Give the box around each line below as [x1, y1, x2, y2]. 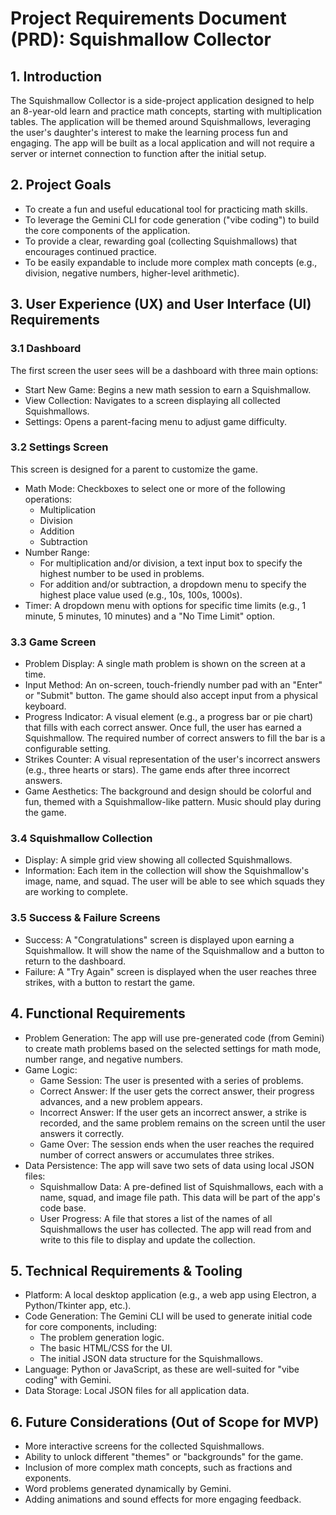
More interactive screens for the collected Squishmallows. [24, 1440, 265, 1452]
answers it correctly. [39, 1127, 125, 1139]
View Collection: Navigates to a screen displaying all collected [24, 394, 281, 406]
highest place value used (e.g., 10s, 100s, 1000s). [39, 588, 243, 601]
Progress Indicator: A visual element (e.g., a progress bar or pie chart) [24, 711, 314, 723]
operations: [24, 493, 73, 505]
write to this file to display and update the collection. [39, 1233, 256, 1246]
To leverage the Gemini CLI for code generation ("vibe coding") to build [24, 213, 320, 226]
